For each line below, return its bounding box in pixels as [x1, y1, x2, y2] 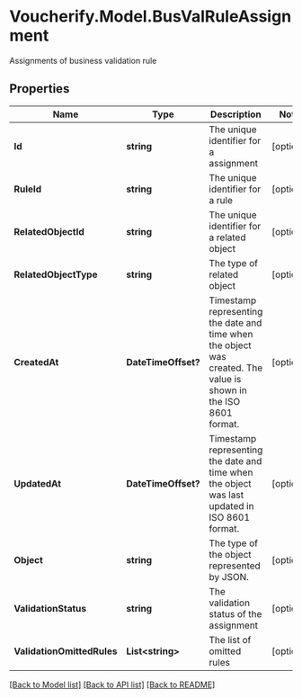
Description [209, 108, 262, 121]
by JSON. [209, 570, 250, 583]
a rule [209, 193, 234, 206]
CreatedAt [13, 355, 59, 368]
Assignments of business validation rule [9, 55, 157, 66]
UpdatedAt [13, 477, 61, 489]
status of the [209, 607, 262, 620]
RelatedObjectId [13, 225, 84, 237]
